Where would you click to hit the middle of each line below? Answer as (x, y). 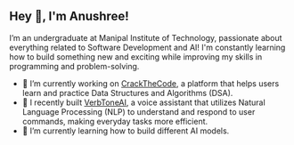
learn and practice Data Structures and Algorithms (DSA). (127, 93)
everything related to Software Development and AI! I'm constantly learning (147, 47)
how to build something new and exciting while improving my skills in (136, 56)
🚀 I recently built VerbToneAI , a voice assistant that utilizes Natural (143, 102)
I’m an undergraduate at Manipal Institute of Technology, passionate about (146, 37)
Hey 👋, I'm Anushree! (69, 16)
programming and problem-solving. (74, 66)
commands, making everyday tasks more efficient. (115, 121)
